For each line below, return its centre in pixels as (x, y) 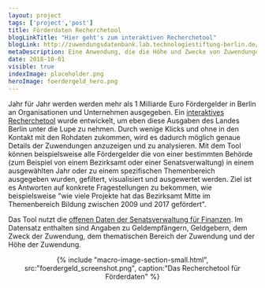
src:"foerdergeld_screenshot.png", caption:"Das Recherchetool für (132, 268)
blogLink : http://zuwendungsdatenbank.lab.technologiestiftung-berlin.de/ (134, 45)
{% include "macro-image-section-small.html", (132, 260)
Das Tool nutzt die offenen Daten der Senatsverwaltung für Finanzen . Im (125, 219)
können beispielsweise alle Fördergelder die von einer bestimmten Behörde (131, 153)
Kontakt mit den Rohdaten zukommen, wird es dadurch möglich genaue (124, 137)
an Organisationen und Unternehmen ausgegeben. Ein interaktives (116, 112)
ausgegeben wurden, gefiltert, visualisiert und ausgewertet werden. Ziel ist (130, 179)
